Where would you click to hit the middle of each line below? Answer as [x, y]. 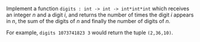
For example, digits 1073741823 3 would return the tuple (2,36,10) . [90, 33]
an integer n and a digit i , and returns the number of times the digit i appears [100, 15]
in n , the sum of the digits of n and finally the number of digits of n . [88, 21]
